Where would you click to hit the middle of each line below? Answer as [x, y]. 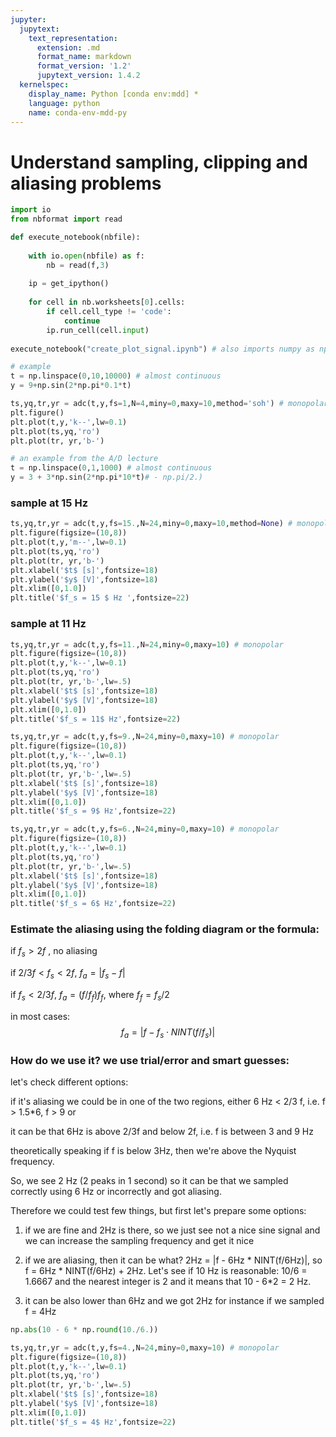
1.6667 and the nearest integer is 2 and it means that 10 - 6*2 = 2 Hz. [168, 1281]
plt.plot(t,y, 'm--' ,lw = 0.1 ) [69, 542]
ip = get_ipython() [69, 284]
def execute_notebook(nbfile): [75, 237]
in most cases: [40, 1016]
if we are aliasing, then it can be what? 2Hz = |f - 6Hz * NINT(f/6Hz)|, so [173, 1260]
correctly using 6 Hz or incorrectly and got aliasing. [116, 1191]
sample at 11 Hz [48, 624]
